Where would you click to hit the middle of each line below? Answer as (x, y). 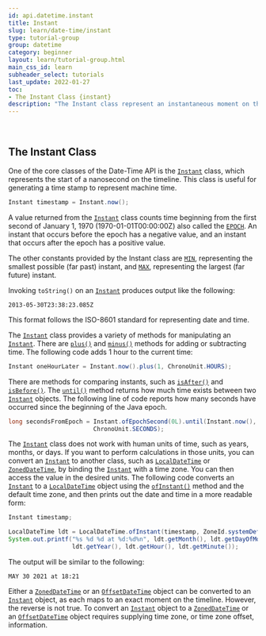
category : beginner (40, 52)
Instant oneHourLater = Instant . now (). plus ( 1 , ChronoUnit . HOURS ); (120, 366)
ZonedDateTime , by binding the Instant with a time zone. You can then (121, 469)
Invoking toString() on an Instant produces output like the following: (122, 290)
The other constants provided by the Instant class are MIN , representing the (131, 258)
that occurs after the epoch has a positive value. (87, 242)
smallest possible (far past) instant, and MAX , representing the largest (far (127, 266)
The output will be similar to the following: (76, 561)
